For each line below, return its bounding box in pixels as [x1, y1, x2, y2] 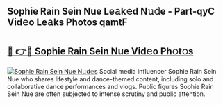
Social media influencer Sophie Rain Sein [99, 67, 217, 75]
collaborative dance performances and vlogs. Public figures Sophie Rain [7, 83, 214, 90]
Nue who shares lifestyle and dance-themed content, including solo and [7, 75, 214, 83]
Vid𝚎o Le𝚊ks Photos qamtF [7, 17, 128, 29]
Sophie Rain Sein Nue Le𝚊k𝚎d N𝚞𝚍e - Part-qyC [7, 6, 215, 17]
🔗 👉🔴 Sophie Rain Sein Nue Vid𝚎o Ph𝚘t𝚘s [7, 45, 194, 57]
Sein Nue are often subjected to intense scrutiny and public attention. [7, 90, 206, 98]
